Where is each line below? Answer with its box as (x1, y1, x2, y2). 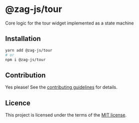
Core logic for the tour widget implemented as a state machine (5, 20, 134, 26)
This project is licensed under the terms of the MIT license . (5, 112, 126, 118)
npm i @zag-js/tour (5, 57, 46, 62)
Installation (5, 34, 41, 43)
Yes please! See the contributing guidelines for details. (5, 84, 117, 90)
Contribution (5, 71, 46, 79)
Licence (5, 98, 31, 107)
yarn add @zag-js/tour (5, 47, 52, 53)
